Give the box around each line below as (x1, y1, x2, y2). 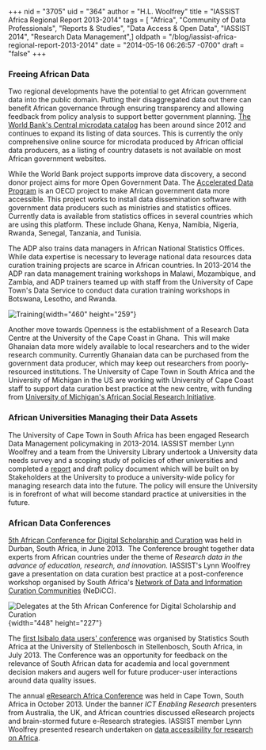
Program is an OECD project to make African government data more (8, 186, 230, 196)
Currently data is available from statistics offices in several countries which (8, 212, 253, 221)
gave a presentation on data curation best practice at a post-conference (8, 568, 244, 578)
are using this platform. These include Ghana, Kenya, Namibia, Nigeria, (8, 220, 239, 229)
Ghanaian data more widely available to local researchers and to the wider (8, 342, 250, 351)
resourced (8, 367, 42, 377)
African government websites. (8, 154, 107, 163)
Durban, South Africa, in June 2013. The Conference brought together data (8, 543, 255, 553)
